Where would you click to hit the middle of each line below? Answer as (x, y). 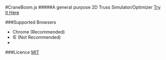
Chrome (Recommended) (39, 32)
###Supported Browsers (31, 22)
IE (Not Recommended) (37, 37)
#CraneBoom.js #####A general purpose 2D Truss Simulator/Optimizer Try (83, 7)
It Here (12, 12)
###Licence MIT (22, 52)
